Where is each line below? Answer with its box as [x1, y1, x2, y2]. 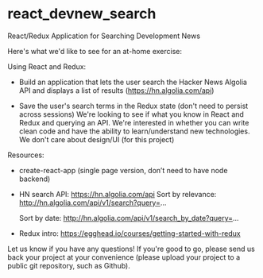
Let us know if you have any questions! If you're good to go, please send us [7, 244, 255, 253]
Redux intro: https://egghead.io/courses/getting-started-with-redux [18, 228, 241, 238]
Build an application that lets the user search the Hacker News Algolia [18, 77, 248, 87]
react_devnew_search [7, 5, 157, 23]
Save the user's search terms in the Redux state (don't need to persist [18, 101, 249, 110]
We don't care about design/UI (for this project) [18, 134, 175, 144]
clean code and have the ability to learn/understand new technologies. [18, 126, 250, 136]
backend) [18, 174, 51, 183]
